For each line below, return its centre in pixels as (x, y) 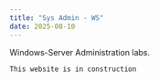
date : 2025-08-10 (42, 26)
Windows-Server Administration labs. (80, 52)
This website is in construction (73, 69)
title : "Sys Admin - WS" (57, 18)
